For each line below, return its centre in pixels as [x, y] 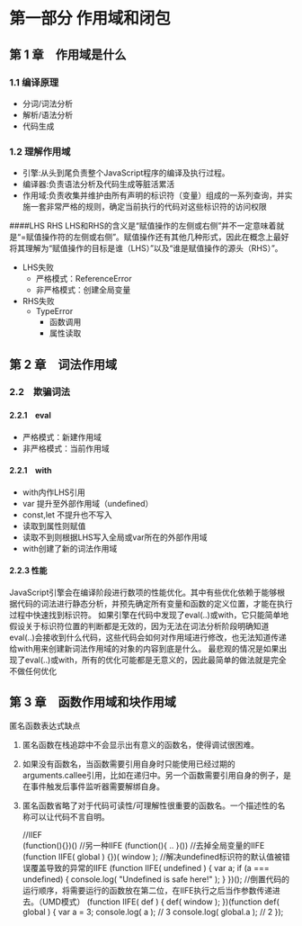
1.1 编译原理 [34, 82]
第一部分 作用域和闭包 [90, 18]
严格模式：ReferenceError [84, 279]
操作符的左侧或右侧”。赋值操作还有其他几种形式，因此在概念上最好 [165, 237]
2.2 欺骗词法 [40, 392]
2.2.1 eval [31, 416]
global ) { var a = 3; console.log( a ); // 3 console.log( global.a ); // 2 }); [153, 912]
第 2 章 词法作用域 [63, 364]
